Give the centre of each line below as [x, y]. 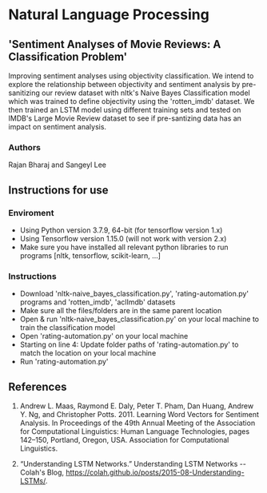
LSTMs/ [33, 481]
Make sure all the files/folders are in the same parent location [121, 311]
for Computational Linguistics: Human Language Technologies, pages [135, 431]
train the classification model [68, 328]
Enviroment [31, 213]
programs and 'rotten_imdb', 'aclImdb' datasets [98, 302]
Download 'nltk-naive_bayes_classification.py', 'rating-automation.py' [134, 294]
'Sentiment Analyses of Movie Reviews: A [115, 44]
